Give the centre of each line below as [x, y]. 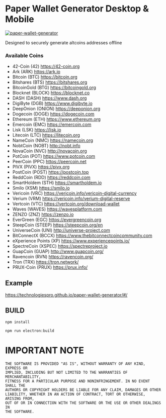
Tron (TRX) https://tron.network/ [45, 262]
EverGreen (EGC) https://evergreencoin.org [57, 220]
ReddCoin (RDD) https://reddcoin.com [51, 178]
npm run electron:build [30, 331]
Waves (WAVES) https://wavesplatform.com [57, 209]
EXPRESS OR [16, 368]
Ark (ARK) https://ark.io [36, 72]
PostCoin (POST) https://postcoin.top [50, 172]
